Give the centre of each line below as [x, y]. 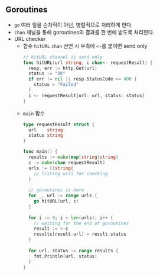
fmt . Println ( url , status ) [66, 256]
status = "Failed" [56, 85]
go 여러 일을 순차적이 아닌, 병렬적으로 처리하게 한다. [74, 25]
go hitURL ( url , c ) [56, 201]
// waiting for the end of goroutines [81, 223]
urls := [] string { [51, 168]
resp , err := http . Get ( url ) [63, 68]
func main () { [40, 152]
